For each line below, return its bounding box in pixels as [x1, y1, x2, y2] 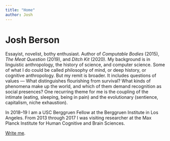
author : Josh [5, 12, 33, 17]
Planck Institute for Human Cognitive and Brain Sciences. [5, 120, 125, 126]
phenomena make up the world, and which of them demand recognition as [5, 83, 162, 90]
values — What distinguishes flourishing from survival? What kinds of [5, 78, 151, 84]
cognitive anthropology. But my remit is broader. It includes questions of [5, 72, 157, 79]
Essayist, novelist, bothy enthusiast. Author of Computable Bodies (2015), [5, 51, 159, 57]
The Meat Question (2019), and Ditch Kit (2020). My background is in [5, 57, 151, 63]
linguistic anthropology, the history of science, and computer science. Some [5, 62, 165, 68]
